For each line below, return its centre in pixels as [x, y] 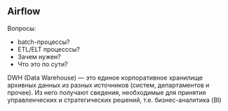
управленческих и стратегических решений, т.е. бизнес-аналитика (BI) [115, 100]
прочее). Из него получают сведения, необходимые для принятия [107, 92]
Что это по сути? [42, 64]
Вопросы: [22, 28]
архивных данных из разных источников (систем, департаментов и [108, 85]
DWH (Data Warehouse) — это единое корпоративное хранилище [105, 77]
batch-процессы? [43, 42]
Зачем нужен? [39, 57]
